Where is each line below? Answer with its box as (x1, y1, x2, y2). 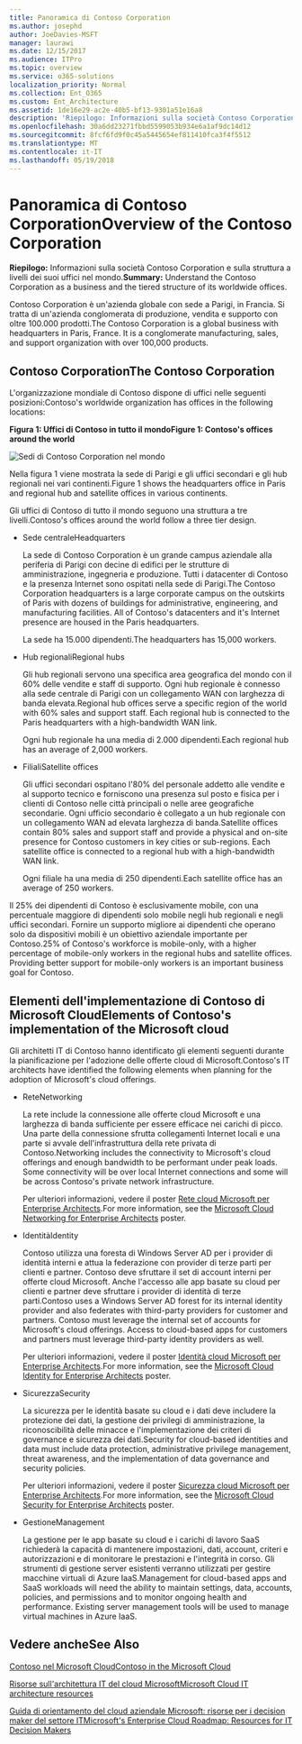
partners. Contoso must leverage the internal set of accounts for (22, 1315, 262, 1326)
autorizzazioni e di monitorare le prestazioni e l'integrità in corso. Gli (22, 1554, 275, 1565)
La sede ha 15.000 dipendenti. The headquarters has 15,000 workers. (22, 635, 277, 645)
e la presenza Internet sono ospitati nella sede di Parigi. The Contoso (22, 579, 276, 589)
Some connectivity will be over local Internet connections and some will (22, 1166, 289, 1177)
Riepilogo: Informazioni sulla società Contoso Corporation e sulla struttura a (9, 262, 291, 273)
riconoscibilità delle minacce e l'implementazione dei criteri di (22, 1425, 252, 1436)
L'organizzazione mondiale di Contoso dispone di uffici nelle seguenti (9, 388, 267, 398)
